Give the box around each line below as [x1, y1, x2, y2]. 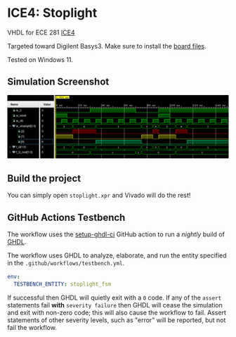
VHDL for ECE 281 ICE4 [7, 28, 75, 37]
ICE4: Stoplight [7, 5, 98, 21]
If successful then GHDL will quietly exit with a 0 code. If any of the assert [7, 293, 222, 302]
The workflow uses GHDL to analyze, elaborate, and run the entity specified [7, 251, 227, 260]
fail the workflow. [7, 323, 58, 331]
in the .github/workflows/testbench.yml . [7, 259, 125, 267]
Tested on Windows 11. [7, 55, 74, 64]
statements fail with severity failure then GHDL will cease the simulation [7, 300, 223, 309]
